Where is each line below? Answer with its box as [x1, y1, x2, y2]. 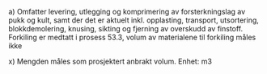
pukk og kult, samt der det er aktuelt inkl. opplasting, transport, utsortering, [8, 15, 259, 25]
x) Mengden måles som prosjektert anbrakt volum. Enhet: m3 [8, 56, 213, 66]
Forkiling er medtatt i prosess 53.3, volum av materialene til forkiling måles [8, 32, 256, 42]
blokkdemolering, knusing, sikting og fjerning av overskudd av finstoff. [8, 24, 244, 33]
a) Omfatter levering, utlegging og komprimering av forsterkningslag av [8, 7, 246, 16]
